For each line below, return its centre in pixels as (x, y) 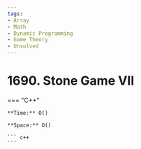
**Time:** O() (28, 113)
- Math (17, 27)
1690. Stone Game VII (71, 81)
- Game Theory (28, 40)
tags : (15, 14)
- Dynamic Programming (40, 33)
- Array (18, 20)
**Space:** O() (29, 125)
